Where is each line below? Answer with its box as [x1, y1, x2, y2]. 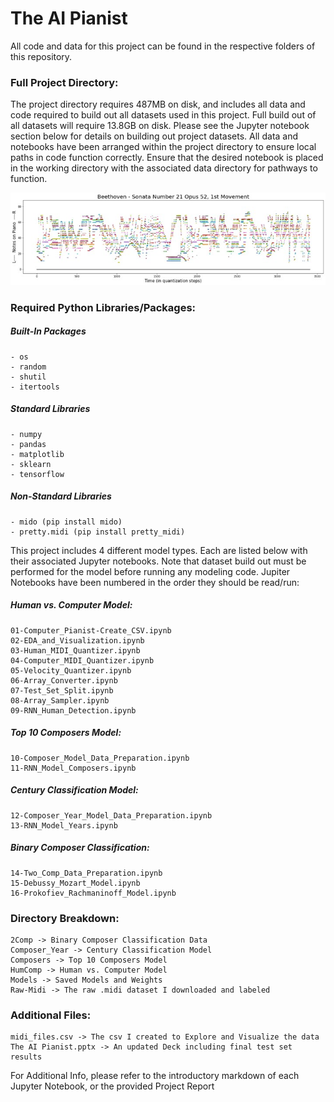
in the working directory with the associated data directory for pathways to [10, 162, 318, 174]
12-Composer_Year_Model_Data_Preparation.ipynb [10, 810, 213, 821]
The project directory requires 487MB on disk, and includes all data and [10, 98, 306, 111]
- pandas [10, 439, 47, 449]
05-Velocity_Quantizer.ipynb [10, 665, 132, 676]
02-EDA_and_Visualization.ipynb [10, 635, 145, 646]
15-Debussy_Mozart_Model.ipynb [10, 878, 141, 888]
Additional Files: [10, 1008, 92, 1022]
